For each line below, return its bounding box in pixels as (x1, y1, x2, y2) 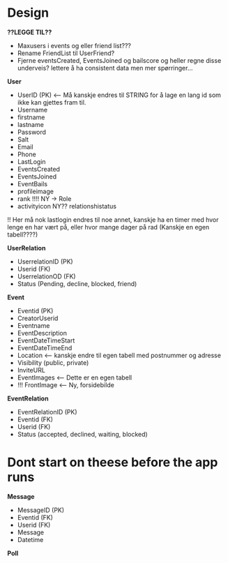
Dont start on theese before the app (7, 455, 218, 470)
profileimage (17, 187, 54, 195)
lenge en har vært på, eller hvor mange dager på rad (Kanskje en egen (7, 223, 210, 231)
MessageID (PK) (17, 506, 65, 514)
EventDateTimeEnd (17, 343, 73, 352)
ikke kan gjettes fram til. (17, 98, 86, 106)
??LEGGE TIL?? (7, 28, 52, 36)
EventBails (17, 179, 48, 188)
